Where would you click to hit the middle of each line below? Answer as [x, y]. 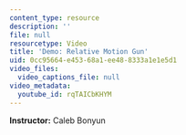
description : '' [40, 26]
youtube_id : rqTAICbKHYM [65, 94]
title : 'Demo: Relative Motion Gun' [79, 52]
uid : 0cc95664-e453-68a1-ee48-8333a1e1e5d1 [93, 60]
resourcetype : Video [49, 43]
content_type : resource [55, 18]
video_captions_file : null [69, 78]
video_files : [34, 69]
